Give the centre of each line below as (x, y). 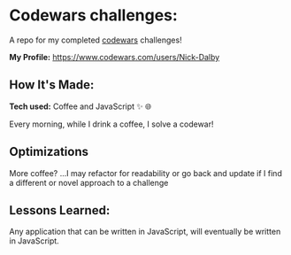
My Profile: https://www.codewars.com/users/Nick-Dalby (115, 57)
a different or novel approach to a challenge (89, 182)
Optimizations (49, 152)
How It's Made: (52, 85)
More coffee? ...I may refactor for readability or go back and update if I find (146, 173)
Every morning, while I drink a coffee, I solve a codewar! (111, 124)
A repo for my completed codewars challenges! (96, 40)
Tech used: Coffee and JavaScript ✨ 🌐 (80, 106)
